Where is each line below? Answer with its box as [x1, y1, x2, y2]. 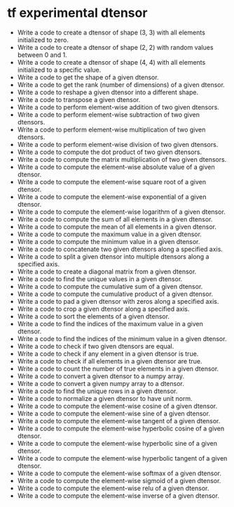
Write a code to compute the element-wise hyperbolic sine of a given [17, 439, 217, 447]
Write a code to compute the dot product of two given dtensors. [17, 148, 202, 156]
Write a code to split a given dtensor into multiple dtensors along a [17, 252, 209, 261]
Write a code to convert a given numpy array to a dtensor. [17, 379, 184, 387]
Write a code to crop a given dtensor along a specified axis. [17, 304, 190, 313]
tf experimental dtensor [7, 5, 148, 21]
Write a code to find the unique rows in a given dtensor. [17, 387, 178, 395]
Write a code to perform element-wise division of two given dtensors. [17, 140, 219, 148]
